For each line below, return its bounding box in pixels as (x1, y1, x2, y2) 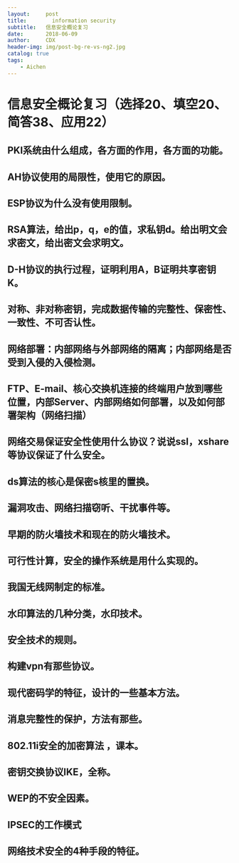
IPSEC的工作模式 (7, 819, 82, 831)
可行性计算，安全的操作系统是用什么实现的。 (7, 554, 204, 566)
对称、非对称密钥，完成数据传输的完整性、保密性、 (7, 303, 232, 315)
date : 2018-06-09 (7, 30, 78, 38)
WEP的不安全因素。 (7, 793, 95, 805)
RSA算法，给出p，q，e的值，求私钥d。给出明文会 (7, 223, 228, 235)
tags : (7, 57, 23, 64)
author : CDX (7, 37, 55, 44)
